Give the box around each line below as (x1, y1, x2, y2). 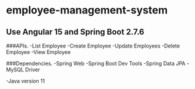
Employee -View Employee (6, 49, 71, 56)
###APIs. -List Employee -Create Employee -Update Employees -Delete (6, 42, 180, 49)
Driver (25, 66, 41, 73)
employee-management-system (6, 4, 168, 17)
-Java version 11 (6, 77, 45, 84)
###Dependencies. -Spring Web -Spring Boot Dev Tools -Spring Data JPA (6, 60, 186, 67)
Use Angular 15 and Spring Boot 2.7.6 (6, 27, 144, 37)
